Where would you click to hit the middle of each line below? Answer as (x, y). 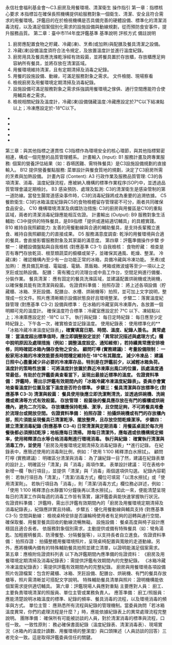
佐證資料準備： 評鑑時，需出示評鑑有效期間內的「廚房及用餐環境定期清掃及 (84, 503)
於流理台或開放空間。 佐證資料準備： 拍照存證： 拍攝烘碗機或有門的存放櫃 (83, 413)
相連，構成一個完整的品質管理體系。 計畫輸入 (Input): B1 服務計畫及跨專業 (83, 157)
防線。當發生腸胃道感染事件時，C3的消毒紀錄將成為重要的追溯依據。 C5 (90, 195)
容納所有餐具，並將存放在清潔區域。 (51, 63)
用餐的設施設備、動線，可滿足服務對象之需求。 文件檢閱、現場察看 (83, 76)
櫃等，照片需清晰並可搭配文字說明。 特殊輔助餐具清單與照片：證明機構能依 (84, 580)
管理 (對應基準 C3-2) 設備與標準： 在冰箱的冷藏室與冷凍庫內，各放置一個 (87, 304)
